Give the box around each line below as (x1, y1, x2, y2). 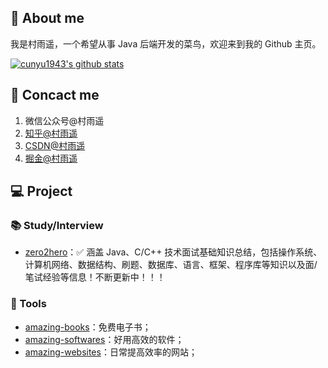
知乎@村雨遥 (24, 127, 78, 139)
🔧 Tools (10, 297, 47, 311)
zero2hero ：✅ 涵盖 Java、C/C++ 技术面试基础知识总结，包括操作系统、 (24, 246, 323, 258)
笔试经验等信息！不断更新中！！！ (24, 271, 166, 283)
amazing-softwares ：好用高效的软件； (24, 333, 185, 345)
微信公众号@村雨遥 (24, 114, 105, 126)
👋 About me (10, 10, 85, 27)
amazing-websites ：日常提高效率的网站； (24, 346, 198, 358)
